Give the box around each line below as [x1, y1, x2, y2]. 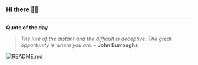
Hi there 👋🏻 [6, 5, 39, 13]
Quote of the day [6, 24, 48, 31]
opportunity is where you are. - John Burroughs [20, 42, 138, 49]
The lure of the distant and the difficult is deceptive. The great [20, 35, 172, 43]
